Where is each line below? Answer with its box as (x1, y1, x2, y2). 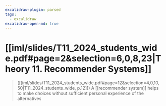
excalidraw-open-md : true (5, 21, 58, 26)
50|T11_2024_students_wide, (17, 85, 76, 91)
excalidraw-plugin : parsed (5, 7, 61, 12)
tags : (5, 12, 16, 17)
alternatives (17, 96, 42, 102)
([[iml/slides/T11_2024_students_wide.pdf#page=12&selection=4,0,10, (17, 80, 160, 86)
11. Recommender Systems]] (32, 63, 152, 75)
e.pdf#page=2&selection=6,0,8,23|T (5, 53, 162, 64)
